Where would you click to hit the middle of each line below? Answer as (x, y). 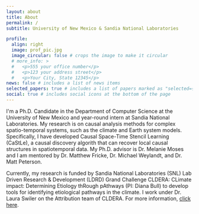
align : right (28, 45)
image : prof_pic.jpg (37, 50)
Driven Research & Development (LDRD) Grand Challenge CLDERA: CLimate (99, 180)
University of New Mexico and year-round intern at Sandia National (88, 117)
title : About (22, 17)
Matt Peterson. (24, 162)
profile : (17, 39)
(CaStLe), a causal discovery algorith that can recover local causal (87, 143)
